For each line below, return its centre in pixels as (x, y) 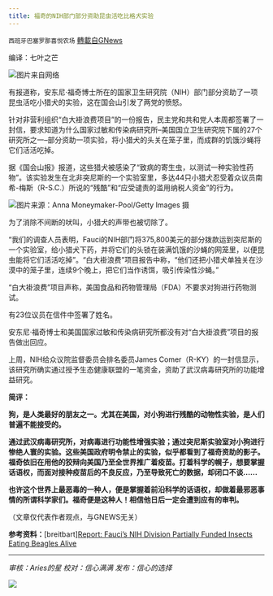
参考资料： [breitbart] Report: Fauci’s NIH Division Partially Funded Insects (131, 534)
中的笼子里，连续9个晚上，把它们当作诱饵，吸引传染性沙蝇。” (117, 270)
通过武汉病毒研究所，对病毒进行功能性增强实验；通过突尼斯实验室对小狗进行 (136, 442)
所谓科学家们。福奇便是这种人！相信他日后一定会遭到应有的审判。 (133, 499)
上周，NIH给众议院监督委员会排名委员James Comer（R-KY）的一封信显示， (136, 359)
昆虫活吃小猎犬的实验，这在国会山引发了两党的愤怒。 (97, 102)
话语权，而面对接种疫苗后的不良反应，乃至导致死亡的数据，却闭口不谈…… (133, 472)
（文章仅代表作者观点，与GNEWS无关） (75, 516)
